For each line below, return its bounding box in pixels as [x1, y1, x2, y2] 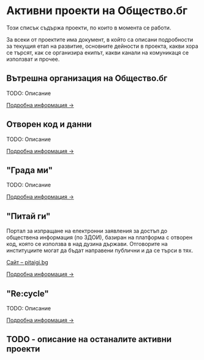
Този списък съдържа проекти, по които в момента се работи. [6, 24, 172, 31]
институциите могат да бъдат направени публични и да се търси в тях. [6, 247, 194, 255]
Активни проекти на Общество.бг [6, 4, 188, 18]
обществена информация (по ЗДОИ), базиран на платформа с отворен [6, 234, 193, 241]
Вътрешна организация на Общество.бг [6, 73, 168, 83]
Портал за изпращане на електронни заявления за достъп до [6, 228, 167, 235]
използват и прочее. [6, 55, 60, 63]
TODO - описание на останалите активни [6, 334, 172, 345]
